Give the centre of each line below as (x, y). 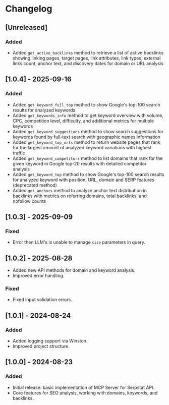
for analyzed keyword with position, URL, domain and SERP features (83, 180)
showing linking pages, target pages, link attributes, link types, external (87, 58)
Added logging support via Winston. (50, 341)
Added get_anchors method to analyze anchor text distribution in (80, 190)
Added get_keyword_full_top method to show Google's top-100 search (86, 104)
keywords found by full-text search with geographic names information (86, 137)
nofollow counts (29, 201)
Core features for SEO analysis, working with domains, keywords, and (85, 393)
